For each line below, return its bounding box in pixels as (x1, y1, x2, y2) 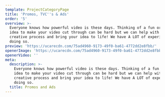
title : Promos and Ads (9, 84, 56, 90)
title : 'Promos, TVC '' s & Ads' (5, 12, 69, 17)
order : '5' (5, 16, 27, 21)
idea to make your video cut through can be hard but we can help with (9, 30, 160, 35)
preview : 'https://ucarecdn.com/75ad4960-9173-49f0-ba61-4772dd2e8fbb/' (5, 44, 157, 48)
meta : (5, 57, 16, 62)
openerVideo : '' (5, 52, 38, 58)
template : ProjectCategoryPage (5, 7, 69, 12)
